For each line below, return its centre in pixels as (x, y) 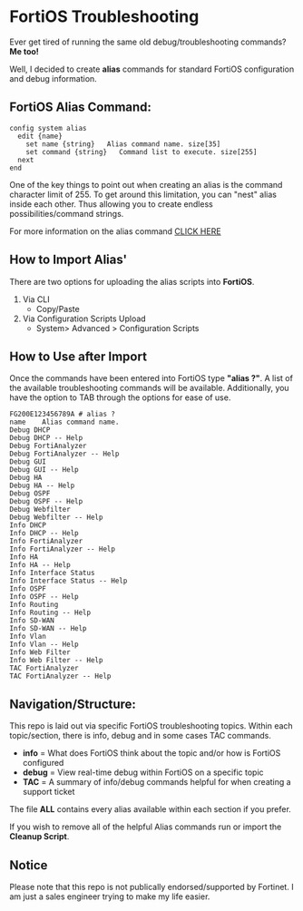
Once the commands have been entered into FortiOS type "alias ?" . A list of (151, 378)
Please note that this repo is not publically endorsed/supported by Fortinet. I (151, 887)
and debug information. (53, 78)
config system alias (49, 128)
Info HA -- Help (40, 565)
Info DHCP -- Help (44, 534)
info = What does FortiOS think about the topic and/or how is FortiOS (151, 753)
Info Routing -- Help (50, 613)
